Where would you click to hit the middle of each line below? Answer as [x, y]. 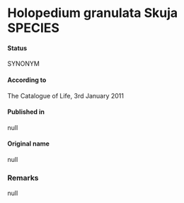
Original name [28, 144]
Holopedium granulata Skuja [93, 13]
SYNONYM [24, 64]
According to [27, 80]
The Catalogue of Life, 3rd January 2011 [65, 95]
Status [17, 48]
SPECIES [34, 28]
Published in [26, 112]
